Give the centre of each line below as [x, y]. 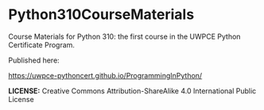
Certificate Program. [42, 44]
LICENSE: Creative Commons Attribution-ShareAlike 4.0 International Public [132, 91]
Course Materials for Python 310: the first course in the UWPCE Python [124, 36]
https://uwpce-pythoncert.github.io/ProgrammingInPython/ [105, 75]
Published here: [34, 60]
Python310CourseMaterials [101, 15]
